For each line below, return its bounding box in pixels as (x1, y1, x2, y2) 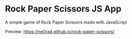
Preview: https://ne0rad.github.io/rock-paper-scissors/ (5, 28, 115, 34)
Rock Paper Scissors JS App (5, 3, 122, 14)
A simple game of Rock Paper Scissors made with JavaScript (5, 19, 127, 25)
